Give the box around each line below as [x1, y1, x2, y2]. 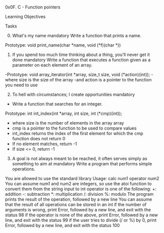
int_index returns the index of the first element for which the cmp [12, 130, 143, 136]
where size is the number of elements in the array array [12, 120, 124, 126]
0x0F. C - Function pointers [5, 4, 61, 10]
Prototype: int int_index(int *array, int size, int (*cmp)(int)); [5, 110, 122, 116]
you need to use [5, 82, 38, 88]
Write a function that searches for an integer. [12, 101, 103, 107]
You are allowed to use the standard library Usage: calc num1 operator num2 [5, 176, 160, 181]
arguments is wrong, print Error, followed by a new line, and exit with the [5, 207, 151, 212]
